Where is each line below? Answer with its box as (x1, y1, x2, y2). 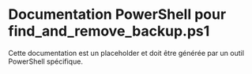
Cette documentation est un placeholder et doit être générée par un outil (8, 48, 245, 57)
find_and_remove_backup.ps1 (8, 22, 210, 40)
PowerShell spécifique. (8, 57, 83, 66)
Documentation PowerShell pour (8, 6, 227, 24)
